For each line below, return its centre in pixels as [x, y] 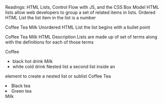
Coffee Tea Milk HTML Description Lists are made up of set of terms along [81, 37]
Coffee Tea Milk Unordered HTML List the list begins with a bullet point [78, 27]
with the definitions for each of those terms [49, 42]
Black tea [21, 86]
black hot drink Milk [33, 61]
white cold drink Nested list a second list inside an [64, 67]
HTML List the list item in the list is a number [50, 18]
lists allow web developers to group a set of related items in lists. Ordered [80, 12]
